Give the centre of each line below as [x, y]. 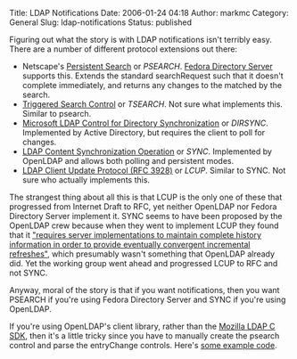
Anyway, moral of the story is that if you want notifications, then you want [144, 290]
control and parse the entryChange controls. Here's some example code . [144, 345]
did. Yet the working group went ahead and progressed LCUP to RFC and [144, 263]
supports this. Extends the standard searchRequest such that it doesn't [153, 76]
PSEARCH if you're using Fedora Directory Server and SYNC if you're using [148, 299]
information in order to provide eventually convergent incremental [130, 245]
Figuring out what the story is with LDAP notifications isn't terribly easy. [140, 40]
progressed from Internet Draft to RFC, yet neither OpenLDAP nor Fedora [143, 207]
